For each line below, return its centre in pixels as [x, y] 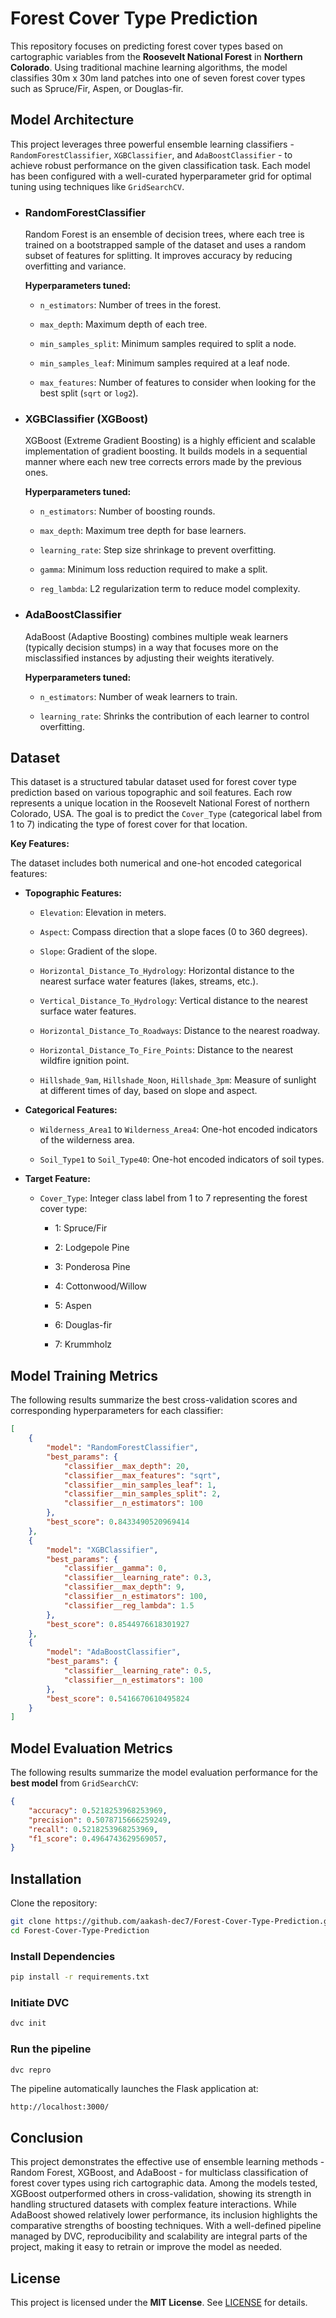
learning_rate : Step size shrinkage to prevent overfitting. [158, 550]
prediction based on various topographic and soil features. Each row [151, 793]
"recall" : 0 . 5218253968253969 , [93, 1829]
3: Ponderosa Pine [92, 1267]
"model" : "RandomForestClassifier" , [122, 1448]
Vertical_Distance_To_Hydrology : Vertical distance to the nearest [173, 1001]
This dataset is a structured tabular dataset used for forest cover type [154, 782]
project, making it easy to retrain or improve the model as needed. [146, 2247]
